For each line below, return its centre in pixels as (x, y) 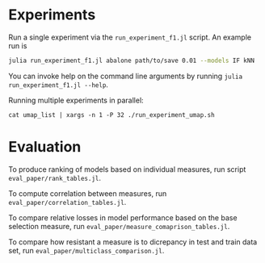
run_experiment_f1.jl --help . (59, 84)
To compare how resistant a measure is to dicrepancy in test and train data (133, 242)
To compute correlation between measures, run (88, 193)
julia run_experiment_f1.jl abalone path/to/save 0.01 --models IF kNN (131, 61)
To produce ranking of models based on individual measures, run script (127, 169)
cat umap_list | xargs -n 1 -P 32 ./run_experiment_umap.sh (112, 115)
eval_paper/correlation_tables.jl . (67, 202)
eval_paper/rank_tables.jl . (55, 177)
